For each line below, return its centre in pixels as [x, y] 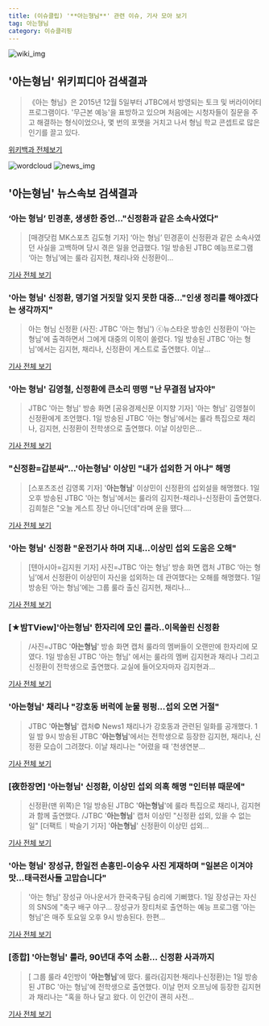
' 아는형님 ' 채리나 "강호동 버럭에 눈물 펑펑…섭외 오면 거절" [114, 707]
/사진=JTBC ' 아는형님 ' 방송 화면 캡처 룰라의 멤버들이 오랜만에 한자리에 [139, 646]
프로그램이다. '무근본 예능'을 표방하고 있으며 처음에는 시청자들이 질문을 [139, 112]
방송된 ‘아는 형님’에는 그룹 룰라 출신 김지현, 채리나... [109, 587]
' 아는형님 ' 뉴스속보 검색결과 [73, 193]
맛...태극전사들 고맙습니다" [58, 877]
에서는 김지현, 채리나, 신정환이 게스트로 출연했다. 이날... [124, 349]
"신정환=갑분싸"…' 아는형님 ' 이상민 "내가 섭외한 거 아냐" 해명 [120, 469]
